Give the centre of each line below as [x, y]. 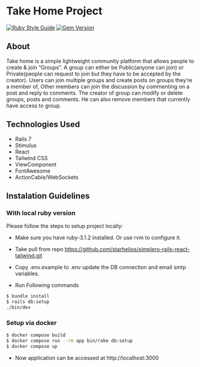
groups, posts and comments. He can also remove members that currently [98, 99]
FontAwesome [33, 171]
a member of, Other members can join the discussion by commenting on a [98, 86]
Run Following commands [47, 285]
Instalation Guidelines [48, 196]
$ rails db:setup [28, 302]
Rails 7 [23, 139]
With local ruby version [41, 213]
